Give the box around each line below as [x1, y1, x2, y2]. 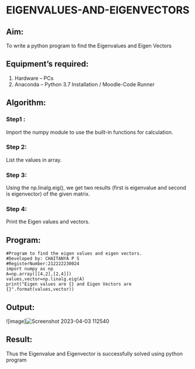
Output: [6, 302, 35, 312]
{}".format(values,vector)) [6, 287, 75, 293]
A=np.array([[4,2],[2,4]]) [6, 271, 72, 277]
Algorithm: [6, 98, 46, 108]
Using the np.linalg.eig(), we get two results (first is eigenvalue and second [6, 184, 187, 192]
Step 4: [6, 205, 27, 213]
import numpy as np [6, 266, 54, 272]
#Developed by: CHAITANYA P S [6, 256, 80, 262]
